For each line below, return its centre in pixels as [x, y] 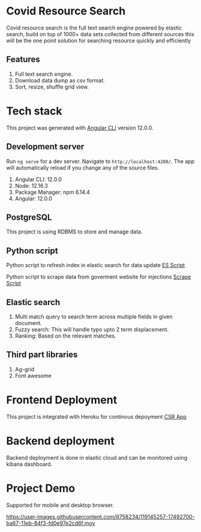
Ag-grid [25, 369]
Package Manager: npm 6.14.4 [52, 192]
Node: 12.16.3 [31, 185]
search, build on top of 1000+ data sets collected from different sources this [100, 34]
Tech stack [34, 111]
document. [28, 323]
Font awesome [33, 376]
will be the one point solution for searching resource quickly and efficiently [98, 40]
